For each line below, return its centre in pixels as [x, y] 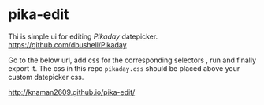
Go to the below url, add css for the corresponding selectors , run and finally [132, 60]
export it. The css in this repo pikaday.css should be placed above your [124, 68]
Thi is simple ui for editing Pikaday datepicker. [83, 36]
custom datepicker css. [46, 77]
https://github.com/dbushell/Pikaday [67, 44]
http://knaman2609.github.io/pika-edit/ [72, 92]
